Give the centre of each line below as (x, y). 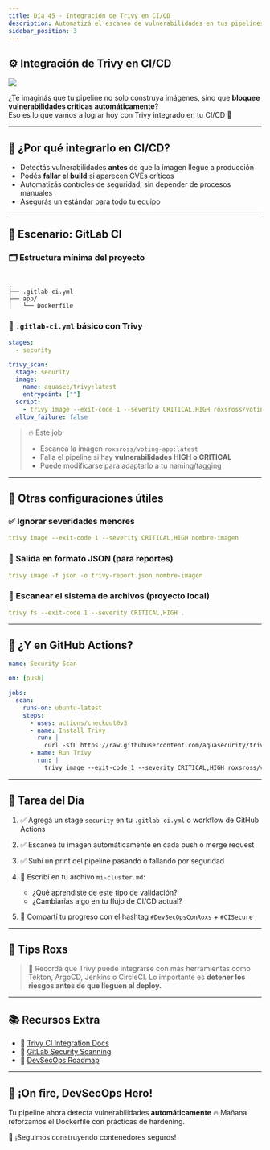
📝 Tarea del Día (46, 801)
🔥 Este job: (46, 432)
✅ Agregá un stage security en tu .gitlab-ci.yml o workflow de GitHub (139, 820)
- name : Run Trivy (60, 753)
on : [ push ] (27, 678)
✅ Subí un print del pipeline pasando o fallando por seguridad (122, 860)
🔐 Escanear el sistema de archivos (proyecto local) (109, 596)
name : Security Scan (43, 664)
